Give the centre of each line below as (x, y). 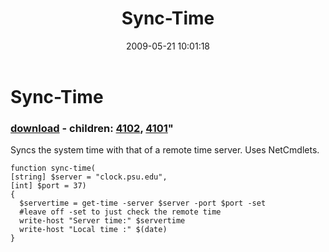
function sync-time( (53, 168)
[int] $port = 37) (48, 186)
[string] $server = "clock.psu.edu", (89, 177)
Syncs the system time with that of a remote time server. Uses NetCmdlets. (165, 150)
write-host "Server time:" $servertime (102, 221)
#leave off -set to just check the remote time (120, 212)
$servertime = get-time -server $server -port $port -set (143, 203)
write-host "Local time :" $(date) (93, 230)
